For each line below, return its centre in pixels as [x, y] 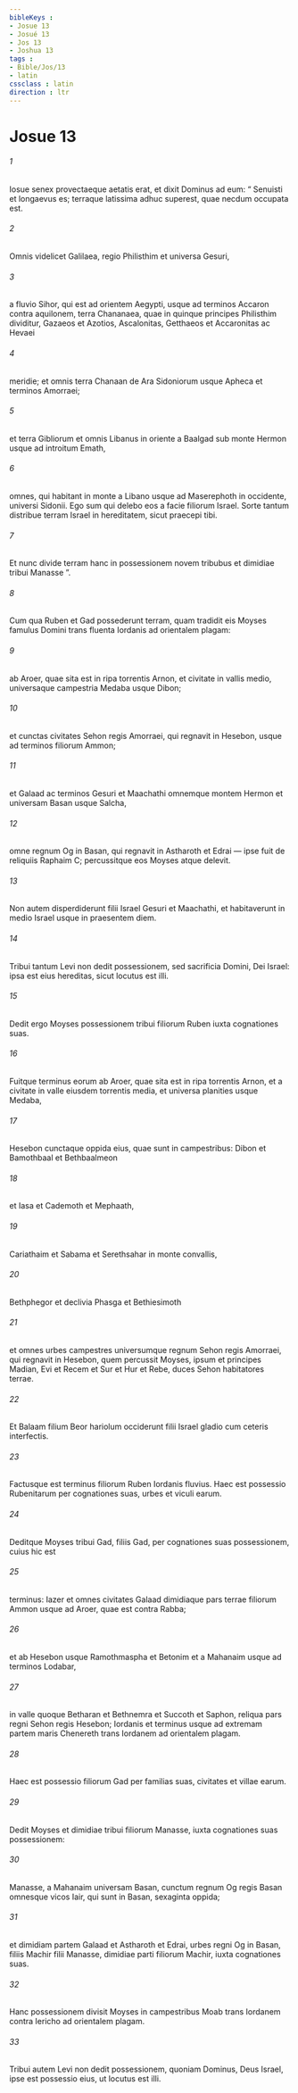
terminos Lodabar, [43, 1666]
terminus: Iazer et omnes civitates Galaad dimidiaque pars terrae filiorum [143, 1599]
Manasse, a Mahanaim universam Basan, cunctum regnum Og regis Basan [146, 1887]
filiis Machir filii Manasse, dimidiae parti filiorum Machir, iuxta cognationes [145, 1954]
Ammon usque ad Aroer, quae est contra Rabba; [98, 1608]
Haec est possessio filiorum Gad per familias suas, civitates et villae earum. [148, 1782]
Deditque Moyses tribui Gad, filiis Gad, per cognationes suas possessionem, [149, 1541]
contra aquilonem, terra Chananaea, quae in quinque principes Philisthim [143, 314]
